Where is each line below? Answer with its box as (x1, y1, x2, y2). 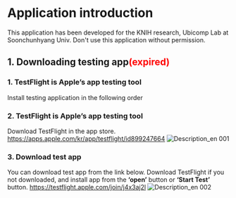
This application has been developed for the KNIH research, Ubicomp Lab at (7, 28, 229, 37)
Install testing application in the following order (7, 93, 143, 101)
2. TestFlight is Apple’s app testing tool (7, 111, 143, 120)
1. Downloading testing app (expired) (7, 56, 170, 68)
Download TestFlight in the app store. (7, 127, 116, 135)
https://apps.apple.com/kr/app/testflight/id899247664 (7, 134, 166, 142)
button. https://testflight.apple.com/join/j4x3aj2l (7, 183, 147, 192)
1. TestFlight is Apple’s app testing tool (7, 78, 142, 87)
